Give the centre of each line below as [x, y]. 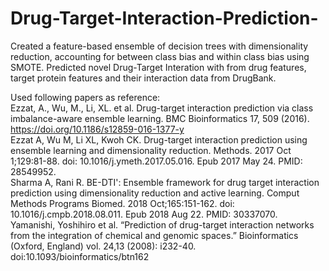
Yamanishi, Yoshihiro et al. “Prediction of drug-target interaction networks [162, 224]
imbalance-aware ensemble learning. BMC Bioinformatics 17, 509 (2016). [160, 118]
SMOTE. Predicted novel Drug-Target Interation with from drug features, [158, 67]
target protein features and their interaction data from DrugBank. [143, 78]
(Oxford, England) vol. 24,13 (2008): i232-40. [103, 246]
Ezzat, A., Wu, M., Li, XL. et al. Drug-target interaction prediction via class [162, 108]
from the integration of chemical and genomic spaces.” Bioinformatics [154, 235]
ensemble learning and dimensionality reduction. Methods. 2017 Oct [151, 150]
